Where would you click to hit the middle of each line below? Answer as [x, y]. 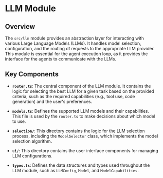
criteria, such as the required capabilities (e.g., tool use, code [73, 96]
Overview [20, 27]
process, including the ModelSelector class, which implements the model [85, 136]
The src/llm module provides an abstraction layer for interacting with [74, 38]
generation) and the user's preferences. [52, 101]
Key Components [32, 74]
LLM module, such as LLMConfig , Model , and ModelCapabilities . [75, 170]
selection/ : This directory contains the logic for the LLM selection [78, 131]
